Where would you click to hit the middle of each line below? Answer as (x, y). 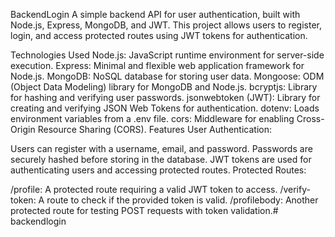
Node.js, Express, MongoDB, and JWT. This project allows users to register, (166, 25)
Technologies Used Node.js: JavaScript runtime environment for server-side (167, 55)
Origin (23, 129)
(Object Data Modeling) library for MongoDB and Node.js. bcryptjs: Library (164, 87)
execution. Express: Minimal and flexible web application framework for (157, 65)
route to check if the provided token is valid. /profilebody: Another (182, 200)
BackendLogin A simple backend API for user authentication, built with (155, 14)
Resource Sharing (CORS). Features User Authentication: (154, 129)
